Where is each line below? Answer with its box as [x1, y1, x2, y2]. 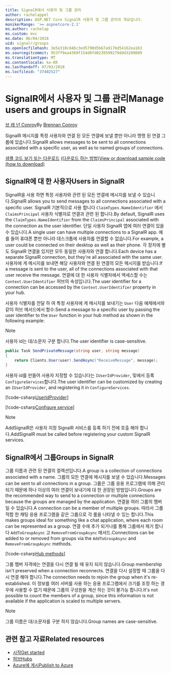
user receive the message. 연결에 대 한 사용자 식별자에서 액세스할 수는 [5, 272, 148, 278]
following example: [5, 318, 45, 324]
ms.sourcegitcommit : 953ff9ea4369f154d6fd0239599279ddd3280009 [5, 50, 142, 55]
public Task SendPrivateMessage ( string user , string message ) [5, 348, 140, 353]
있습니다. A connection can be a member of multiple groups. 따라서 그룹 [16, 505, 164, 511]
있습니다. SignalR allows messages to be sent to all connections [14, 139, 146, 145]
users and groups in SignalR [5, 104, 126, 116]
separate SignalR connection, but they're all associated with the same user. [5, 254, 163, 260]
